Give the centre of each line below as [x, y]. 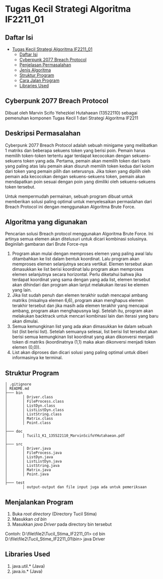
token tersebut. [20, 186]
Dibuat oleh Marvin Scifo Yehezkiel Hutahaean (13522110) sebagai [71, 113]
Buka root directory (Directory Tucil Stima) [54, 514]
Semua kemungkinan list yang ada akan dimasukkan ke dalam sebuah [82, 326]
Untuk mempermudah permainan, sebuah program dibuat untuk [69, 196]
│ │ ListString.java [32, 466]
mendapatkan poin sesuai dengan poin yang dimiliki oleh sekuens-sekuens [80, 182]
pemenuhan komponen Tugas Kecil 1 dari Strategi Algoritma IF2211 [72, 118]
